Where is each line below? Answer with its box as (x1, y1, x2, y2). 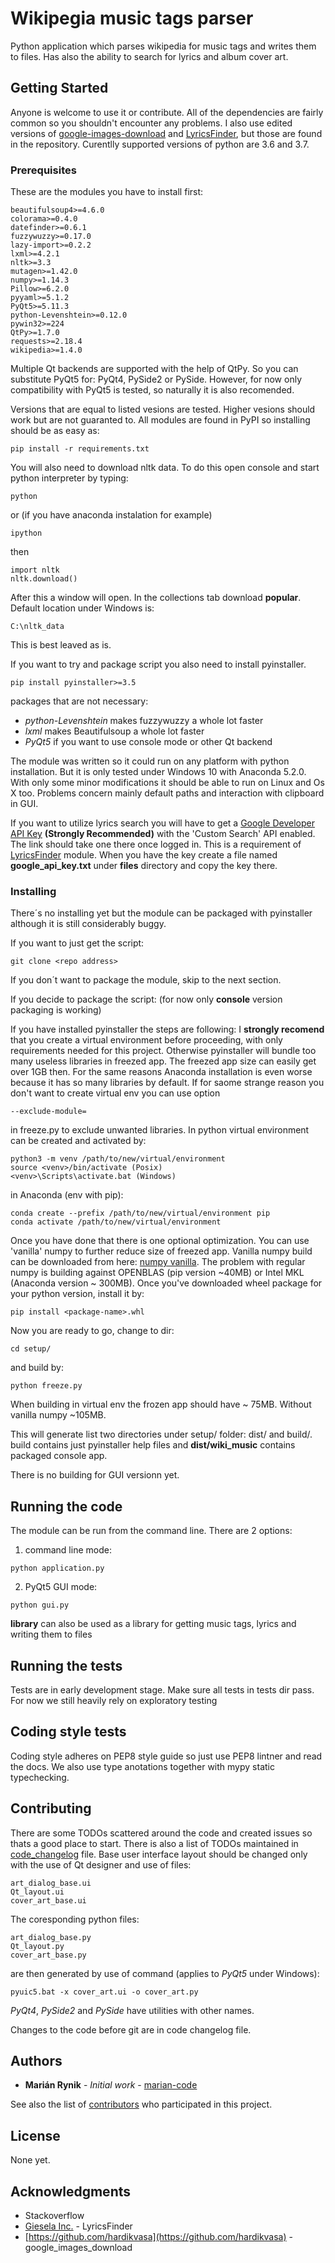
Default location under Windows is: (10, 602, 155, 614)
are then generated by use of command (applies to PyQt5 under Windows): (10, 1967, 320, 1979)
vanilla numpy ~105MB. (10, 1409, 107, 1421)
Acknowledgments (10, 2183, 132, 2200)
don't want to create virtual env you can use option (10, 1087, 221, 1099)
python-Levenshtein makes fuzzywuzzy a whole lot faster (24, 715, 264, 727)
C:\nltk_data (10, 622, 65, 632)
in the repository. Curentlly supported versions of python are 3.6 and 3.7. (10, 138, 310, 150)
